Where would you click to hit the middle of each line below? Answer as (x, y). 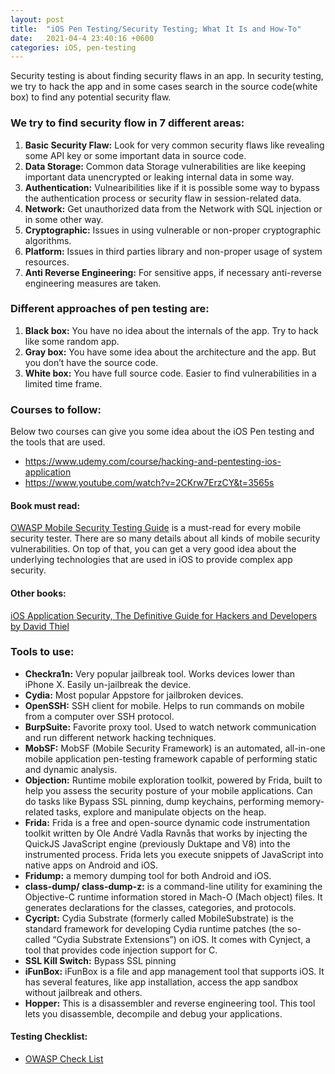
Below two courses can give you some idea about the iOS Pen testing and (162, 432)
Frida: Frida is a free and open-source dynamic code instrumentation (167, 822)
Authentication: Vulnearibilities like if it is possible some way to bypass (172, 187)
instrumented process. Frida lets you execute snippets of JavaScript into (174, 854)
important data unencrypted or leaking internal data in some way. (159, 177)
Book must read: (45, 505)
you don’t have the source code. (91, 362)
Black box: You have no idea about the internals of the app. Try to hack (171, 330)
